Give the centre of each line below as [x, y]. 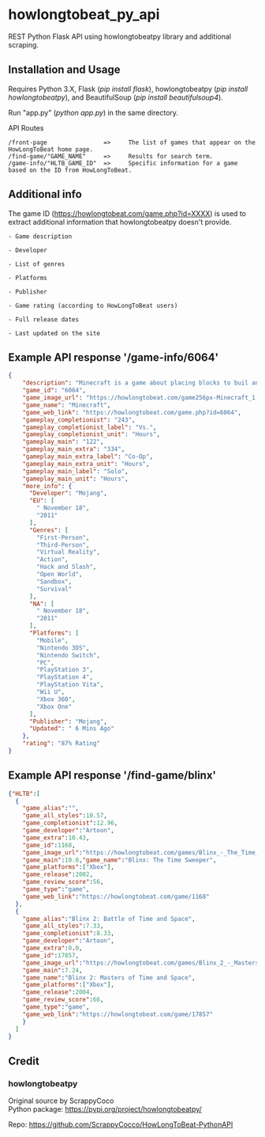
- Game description [40, 236]
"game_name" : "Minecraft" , [67, 405]
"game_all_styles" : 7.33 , [63, 926]
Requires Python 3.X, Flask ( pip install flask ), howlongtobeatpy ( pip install [128, 89]
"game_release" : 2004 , [58, 992]
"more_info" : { [47, 486]
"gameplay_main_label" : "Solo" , [75, 471]
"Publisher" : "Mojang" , [68, 722]
